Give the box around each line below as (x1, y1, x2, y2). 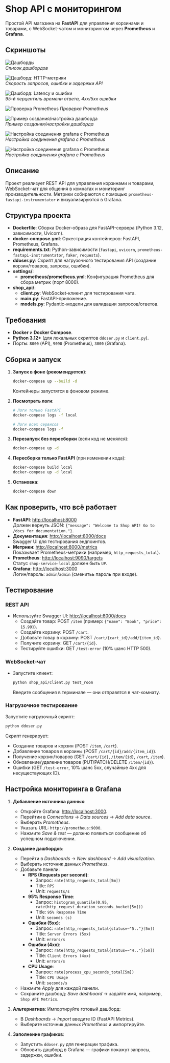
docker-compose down (12, 489, 57, 494)
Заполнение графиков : (12, 1031, 65, 1037)
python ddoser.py (5, 723, 42, 728)
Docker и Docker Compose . (12, 329, 73, 336)
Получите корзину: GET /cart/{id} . (20, 640, 98, 646)
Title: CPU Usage (35, 974, 68, 980)
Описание (5, 166, 39, 175)
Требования (5, 316, 46, 324)
